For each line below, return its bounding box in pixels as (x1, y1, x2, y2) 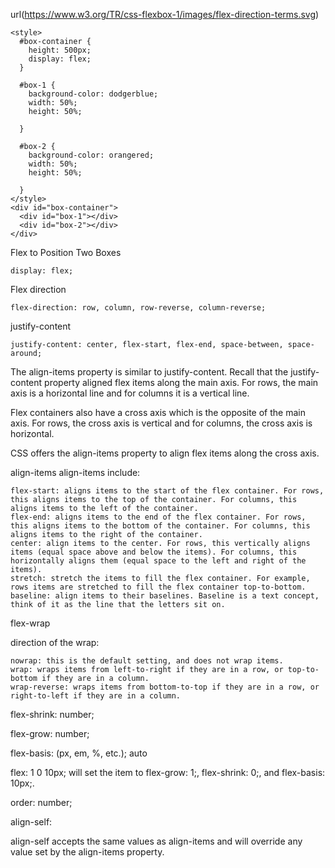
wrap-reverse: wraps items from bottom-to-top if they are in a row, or (10, 682, 320, 692)
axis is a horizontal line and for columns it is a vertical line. (10, 387, 250, 399)
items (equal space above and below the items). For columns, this (10, 547, 298, 557)
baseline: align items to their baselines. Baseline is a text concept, (10, 591, 320, 601)
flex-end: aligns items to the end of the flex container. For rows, (10, 512, 307, 522)
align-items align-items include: (10, 467, 141, 478)
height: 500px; (28, 45, 92, 55)
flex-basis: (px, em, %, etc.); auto (10, 747, 148, 759)
